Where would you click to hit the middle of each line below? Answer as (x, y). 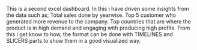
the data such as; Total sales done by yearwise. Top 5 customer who (91, 15)
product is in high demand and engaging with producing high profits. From (98, 28)
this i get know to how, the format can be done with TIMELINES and (89, 34)
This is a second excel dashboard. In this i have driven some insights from (98, 9)
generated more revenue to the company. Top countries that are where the (98, 21)
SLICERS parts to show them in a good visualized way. (74, 41)
